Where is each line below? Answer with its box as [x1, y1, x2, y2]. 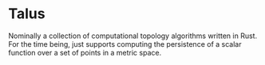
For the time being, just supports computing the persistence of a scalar [8, 39, 242, 48]
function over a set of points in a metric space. [8, 48, 162, 57]
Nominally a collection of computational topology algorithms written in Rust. [8, 31, 258, 40]
